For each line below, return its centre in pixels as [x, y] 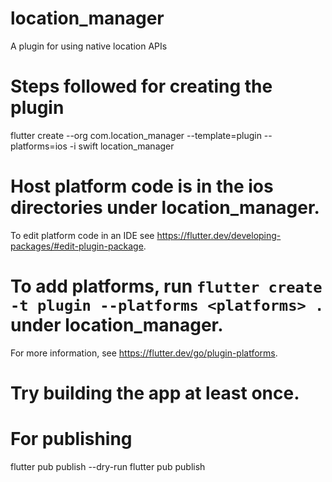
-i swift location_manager [122, 146]
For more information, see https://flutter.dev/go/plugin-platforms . [144, 353]
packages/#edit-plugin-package [77, 246]
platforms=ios [39, 146]
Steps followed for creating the [141, 86]
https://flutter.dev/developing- [219, 235]
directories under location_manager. [165, 208]
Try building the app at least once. [155, 393]
